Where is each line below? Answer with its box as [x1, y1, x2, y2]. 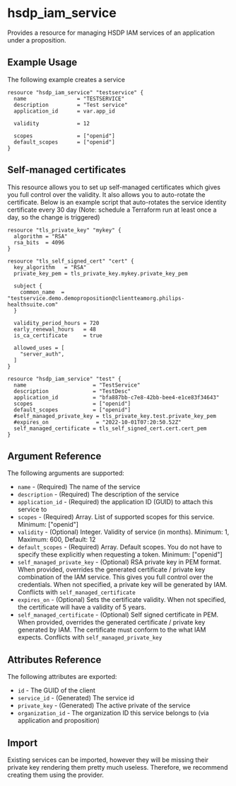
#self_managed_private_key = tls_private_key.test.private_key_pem [13, 412, 217, 419]
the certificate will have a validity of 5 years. [17, 603, 146, 612]
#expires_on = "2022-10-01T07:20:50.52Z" [13, 418, 182, 426]
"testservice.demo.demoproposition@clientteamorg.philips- [7, 295, 185, 302]
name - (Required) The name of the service [17, 483, 141, 491]
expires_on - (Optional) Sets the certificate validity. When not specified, [17, 596, 226, 604]
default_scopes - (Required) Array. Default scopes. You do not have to [17, 543, 223, 552]
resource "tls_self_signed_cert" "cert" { [7, 257, 134, 265]
